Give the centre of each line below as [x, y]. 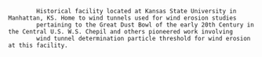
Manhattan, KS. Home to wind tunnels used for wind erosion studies [122, 18]
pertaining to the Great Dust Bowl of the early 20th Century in [146, 25]
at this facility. [38, 45]
